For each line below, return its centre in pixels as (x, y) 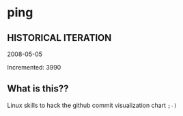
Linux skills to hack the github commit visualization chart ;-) (92, 105)
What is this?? (38, 89)
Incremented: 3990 (34, 67)
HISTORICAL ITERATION (59, 38)
